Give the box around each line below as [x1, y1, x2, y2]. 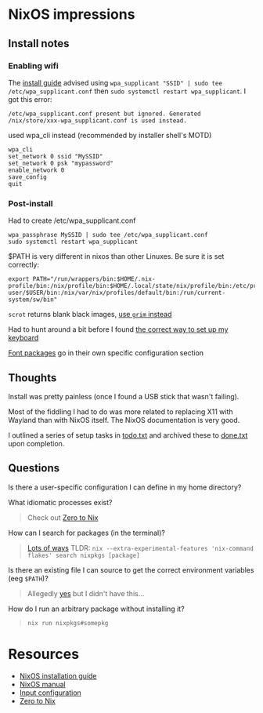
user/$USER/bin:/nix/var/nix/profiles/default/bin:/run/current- [8, 289, 225, 297]
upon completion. [8, 438, 65, 448]
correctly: [8, 260, 40, 270]
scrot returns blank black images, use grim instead [8, 310, 172, 319]
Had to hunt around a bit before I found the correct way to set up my [8, 325, 229, 334]
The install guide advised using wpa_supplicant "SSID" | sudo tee [8, 78, 223, 87]
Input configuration [19, 688, 82, 697]
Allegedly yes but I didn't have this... [27, 588, 145, 598]
